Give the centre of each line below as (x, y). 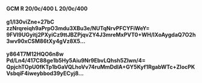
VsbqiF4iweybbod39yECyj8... (45, 73)
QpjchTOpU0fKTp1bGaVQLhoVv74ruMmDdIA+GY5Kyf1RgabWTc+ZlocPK (101, 67)
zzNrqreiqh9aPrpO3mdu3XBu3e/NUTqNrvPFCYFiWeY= (78, 28)
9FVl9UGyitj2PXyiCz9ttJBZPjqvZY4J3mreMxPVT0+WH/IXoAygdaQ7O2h (101, 35)
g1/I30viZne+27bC (30, 22)
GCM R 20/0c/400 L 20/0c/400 (47, 8)
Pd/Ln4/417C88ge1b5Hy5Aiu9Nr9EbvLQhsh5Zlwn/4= (76, 61)
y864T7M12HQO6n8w (35, 54)
